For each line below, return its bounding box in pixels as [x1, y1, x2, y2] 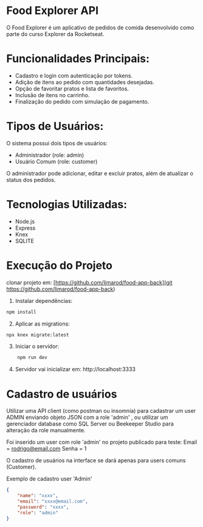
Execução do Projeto [6, 258, 112, 272]
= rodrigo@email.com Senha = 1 [6, 445, 87, 452]
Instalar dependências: [15, 297, 73, 304]
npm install [6, 309, 36, 315]
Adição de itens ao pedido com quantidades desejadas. [15, 78, 155, 85]
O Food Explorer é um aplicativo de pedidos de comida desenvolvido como [6, 24, 194, 31]
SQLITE [15, 237, 35, 244]
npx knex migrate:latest [6, 332, 69, 338]
